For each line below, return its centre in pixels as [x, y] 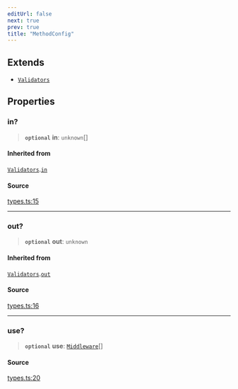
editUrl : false [30, 14]
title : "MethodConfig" [41, 34]
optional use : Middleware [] [64, 346]
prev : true [23, 27]
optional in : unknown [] [56, 137]
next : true [23, 21]
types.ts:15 [23, 201]
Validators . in [27, 169]
